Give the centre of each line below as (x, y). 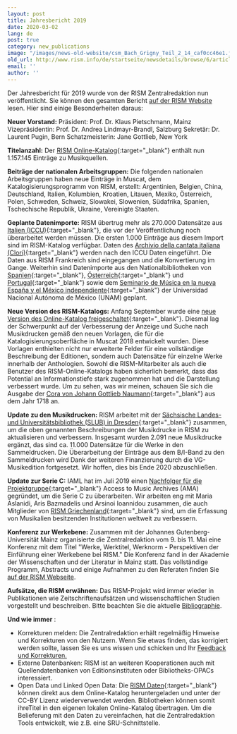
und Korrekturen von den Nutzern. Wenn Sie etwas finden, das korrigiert (123, 640)
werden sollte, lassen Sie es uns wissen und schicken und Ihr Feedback (122, 648)
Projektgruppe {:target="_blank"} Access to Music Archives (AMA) (103, 488)
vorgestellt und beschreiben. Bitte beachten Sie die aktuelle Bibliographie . (115, 605)
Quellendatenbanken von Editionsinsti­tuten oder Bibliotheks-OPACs (115, 670)
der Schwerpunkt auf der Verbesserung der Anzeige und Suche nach (108, 326)
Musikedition (26, 467)
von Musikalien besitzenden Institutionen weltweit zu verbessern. (102, 518)
